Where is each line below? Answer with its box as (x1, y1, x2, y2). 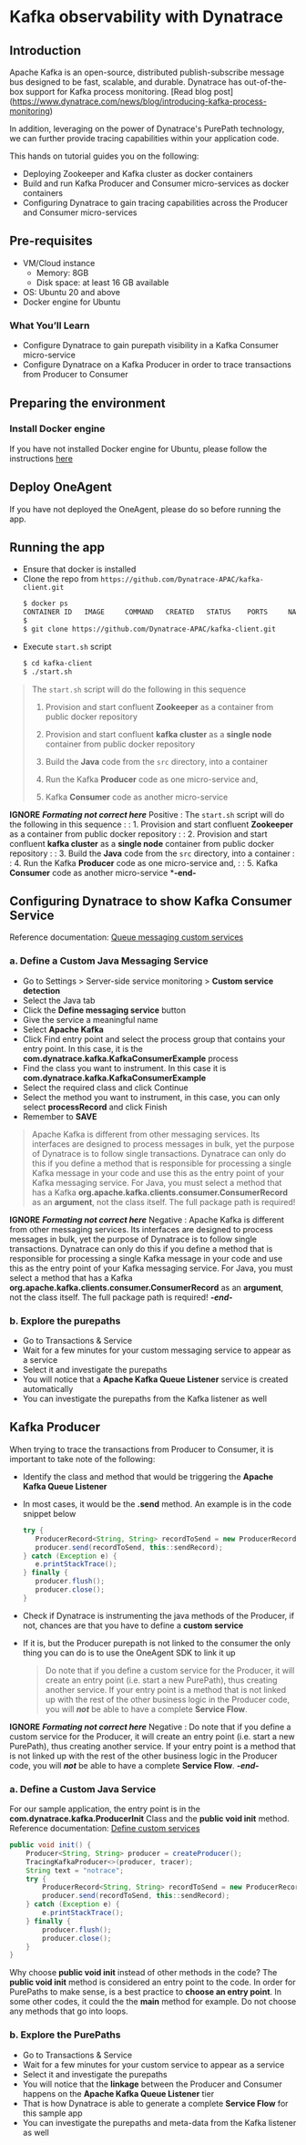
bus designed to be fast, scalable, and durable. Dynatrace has (9, 77, 243, 88)
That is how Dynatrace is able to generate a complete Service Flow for (22, 2098, 289, 2109)
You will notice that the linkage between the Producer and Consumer (22, 2078, 282, 2089)
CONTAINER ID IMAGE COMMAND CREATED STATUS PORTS (22, 608, 269, 617)
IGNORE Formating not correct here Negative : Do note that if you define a (9, 1721, 291, 1732)
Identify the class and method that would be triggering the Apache (22, 1470, 274, 1482)
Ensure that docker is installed (22, 563, 137, 575)
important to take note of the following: (9, 1453, 156, 1464)
